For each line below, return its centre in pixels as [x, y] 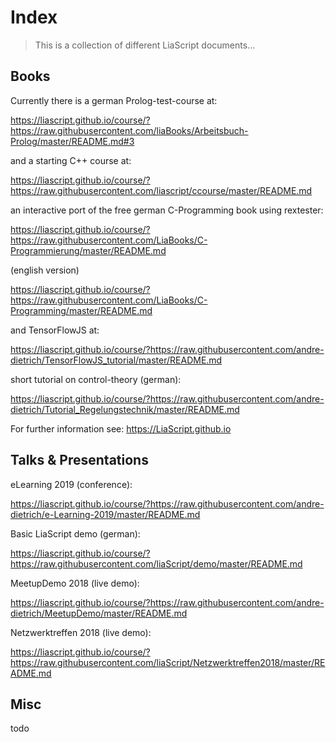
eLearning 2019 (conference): [71, 484]
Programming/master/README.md [81, 310]
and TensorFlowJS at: [55, 330]
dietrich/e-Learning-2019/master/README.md [105, 514]
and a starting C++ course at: [71, 160]
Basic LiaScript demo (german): [75, 533]
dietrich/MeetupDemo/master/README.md [99, 613]
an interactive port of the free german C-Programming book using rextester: [167, 210]
